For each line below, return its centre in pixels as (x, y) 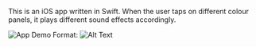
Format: (65, 35)
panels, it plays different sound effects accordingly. (92, 20)
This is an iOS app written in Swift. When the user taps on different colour (128, 11)
